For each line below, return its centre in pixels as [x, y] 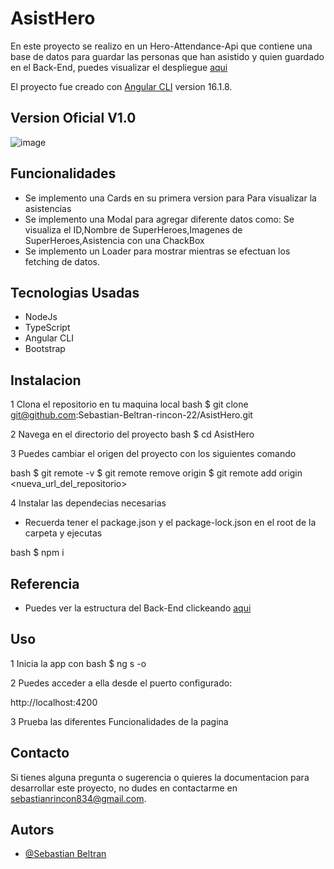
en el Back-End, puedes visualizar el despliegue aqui [119, 67]
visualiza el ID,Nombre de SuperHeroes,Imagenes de [133, 229]
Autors [32, 830]
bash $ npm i [37, 553]
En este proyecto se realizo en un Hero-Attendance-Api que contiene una [161, 46]
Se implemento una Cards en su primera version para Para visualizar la [170, 198]
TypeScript [47, 328]
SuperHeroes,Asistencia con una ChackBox [114, 240]
